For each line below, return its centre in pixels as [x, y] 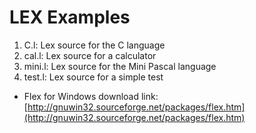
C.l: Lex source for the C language [94, 45]
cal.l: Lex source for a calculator [90, 55]
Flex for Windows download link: [91, 96]
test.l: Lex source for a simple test [93, 77]
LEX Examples [70, 17]
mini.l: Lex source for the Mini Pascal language [120, 66]
